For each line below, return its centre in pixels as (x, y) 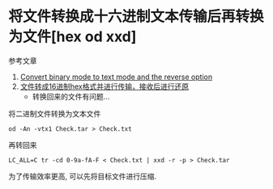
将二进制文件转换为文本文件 (55, 113)
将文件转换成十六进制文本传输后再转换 (136, 17)
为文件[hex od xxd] (73, 37)
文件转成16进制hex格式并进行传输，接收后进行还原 (104, 86)
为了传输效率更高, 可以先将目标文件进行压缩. (83, 176)
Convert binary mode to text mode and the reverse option (116, 77)
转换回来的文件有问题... (71, 96)
